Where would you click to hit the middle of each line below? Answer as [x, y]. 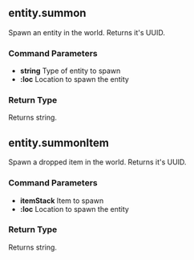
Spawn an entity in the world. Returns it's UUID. [87, 32]
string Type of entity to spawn [70, 71]
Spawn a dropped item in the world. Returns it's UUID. [97, 162]
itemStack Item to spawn [62, 201]
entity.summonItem [59, 142]
